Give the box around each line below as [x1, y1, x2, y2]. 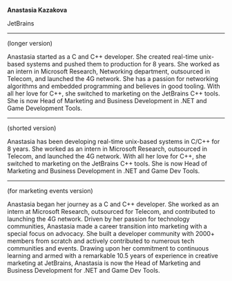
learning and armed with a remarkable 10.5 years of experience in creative [7, 252, 219, 260]
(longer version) [7, 39, 53, 47]
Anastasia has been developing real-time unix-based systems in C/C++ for [7, 138, 220, 145]
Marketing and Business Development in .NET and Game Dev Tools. [7, 167, 200, 175]
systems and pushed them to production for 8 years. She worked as [26, 60, 220, 68]
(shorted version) [7, 124, 57, 132]
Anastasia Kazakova [7, 6, 68, 14]
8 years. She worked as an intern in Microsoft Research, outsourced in [7, 145, 208, 153]
